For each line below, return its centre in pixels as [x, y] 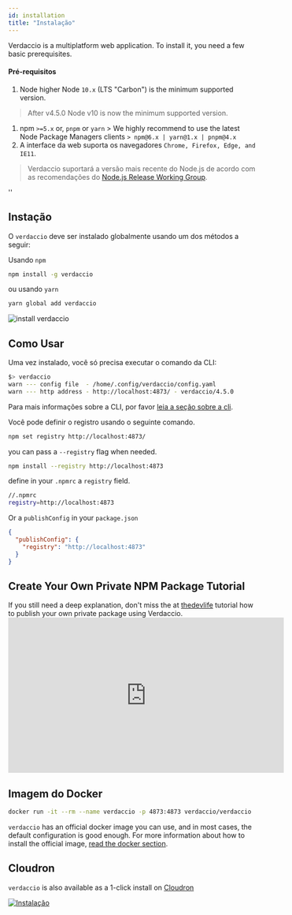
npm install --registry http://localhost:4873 [86, 466]
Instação [30, 217]
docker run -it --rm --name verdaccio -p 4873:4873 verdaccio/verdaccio [130, 812]
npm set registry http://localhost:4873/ [77, 436]
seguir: [20, 245]
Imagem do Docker [55, 794]
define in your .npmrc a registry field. [69, 481]
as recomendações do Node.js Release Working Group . [117, 177]
